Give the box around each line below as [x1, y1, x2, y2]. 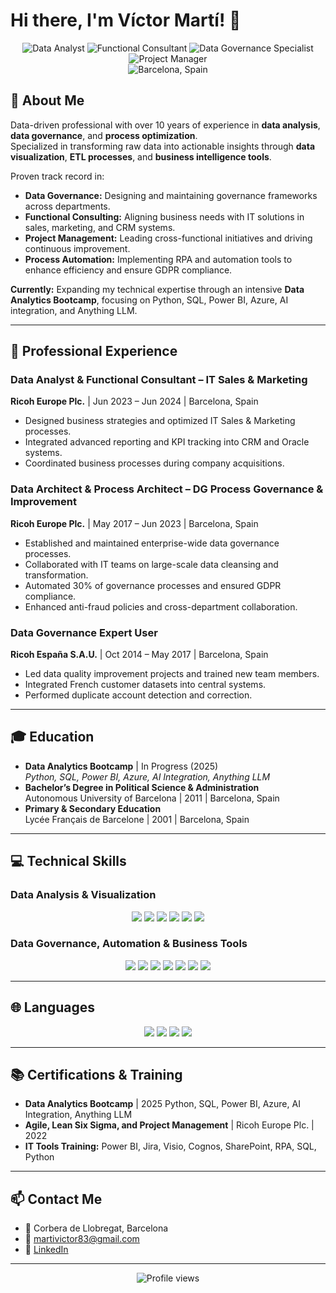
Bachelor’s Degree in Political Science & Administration [24, 781, 260, 793]
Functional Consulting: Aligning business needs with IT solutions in [24, 210, 305, 223]
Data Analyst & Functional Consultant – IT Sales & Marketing [10, 373, 308, 387]
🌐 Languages [10, 999, 95, 1016]
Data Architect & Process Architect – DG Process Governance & [10, 482, 324, 496]
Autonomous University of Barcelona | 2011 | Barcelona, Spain [24, 792, 280, 804]
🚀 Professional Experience [10, 343, 178, 360]
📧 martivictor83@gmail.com [24, 1233, 140, 1245]
